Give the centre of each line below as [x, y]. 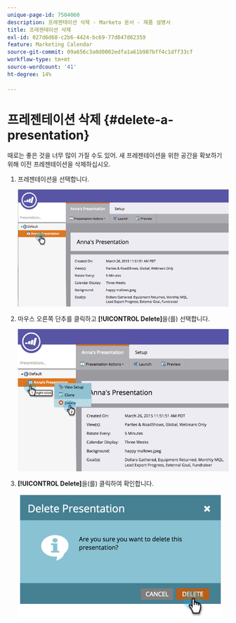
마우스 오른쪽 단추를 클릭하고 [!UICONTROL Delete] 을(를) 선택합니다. [114, 319]
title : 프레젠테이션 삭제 [39, 30]
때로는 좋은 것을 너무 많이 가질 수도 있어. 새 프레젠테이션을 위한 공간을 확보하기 [115, 156]
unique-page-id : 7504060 [44, 15]
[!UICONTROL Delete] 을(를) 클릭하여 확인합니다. [86, 483]
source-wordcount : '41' [42, 67]
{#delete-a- [139, 119]
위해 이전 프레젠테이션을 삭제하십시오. [59, 164]
